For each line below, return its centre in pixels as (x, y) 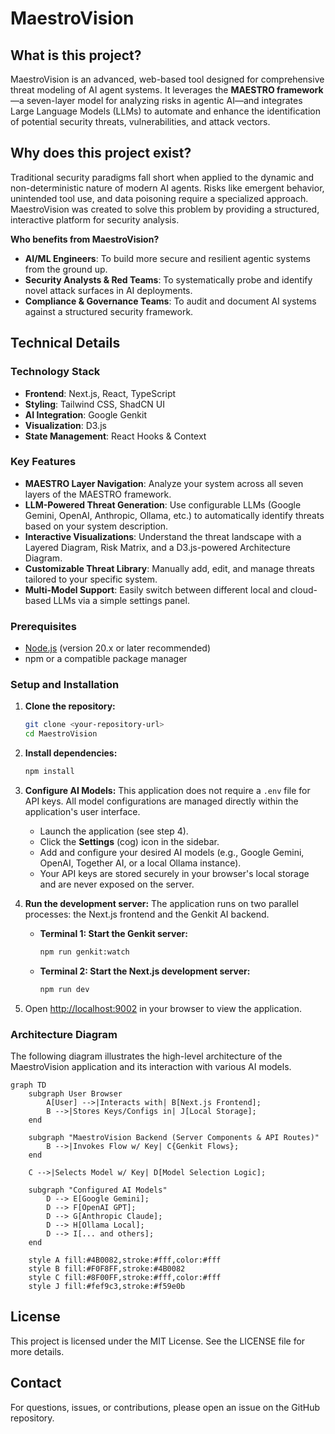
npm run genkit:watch (84, 952)
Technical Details (65, 343)
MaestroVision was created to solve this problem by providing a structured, (165, 209)
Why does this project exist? (101, 153)
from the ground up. (66, 269)
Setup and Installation (65, 685)
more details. (37, 1351)
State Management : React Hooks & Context (115, 436)
